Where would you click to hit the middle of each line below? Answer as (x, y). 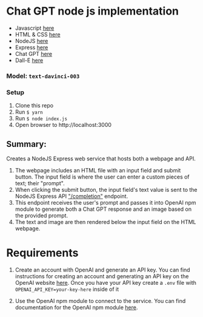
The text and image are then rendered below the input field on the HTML (105, 222)
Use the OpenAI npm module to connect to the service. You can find (100, 301)
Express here (32, 47)
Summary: (26, 144)
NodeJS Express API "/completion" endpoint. (72, 196)
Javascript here (35, 28)
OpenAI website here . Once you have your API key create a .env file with (106, 282)
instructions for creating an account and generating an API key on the (102, 276)
